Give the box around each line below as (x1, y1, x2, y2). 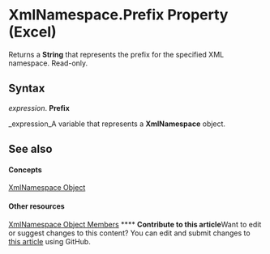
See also (8, 142, 53, 156)
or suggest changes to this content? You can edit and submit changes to (8, 228, 251, 238)
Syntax (8, 82, 45, 95)
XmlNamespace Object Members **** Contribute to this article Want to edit (8, 219, 262, 229)
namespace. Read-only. (8, 58, 88, 68)
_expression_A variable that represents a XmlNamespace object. (8, 119, 225, 129)
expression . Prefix (8, 103, 71, 112)
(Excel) (8, 23, 57, 41)
